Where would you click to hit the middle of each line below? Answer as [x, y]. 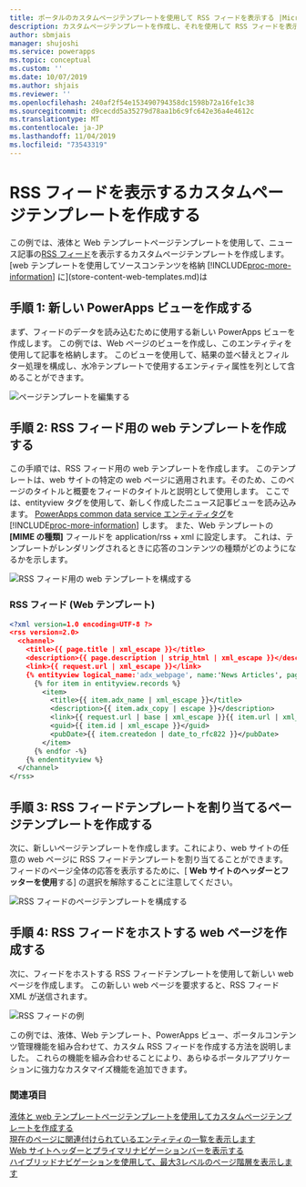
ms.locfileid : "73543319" [58, 145]
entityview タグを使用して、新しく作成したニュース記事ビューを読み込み [161, 502]
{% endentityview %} [65, 760]
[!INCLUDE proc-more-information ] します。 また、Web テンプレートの [142, 525]
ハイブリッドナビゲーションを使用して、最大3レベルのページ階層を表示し [147, 1162]
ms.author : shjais [44, 86]
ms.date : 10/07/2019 [49, 77]
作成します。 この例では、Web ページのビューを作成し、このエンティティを [151, 343]
